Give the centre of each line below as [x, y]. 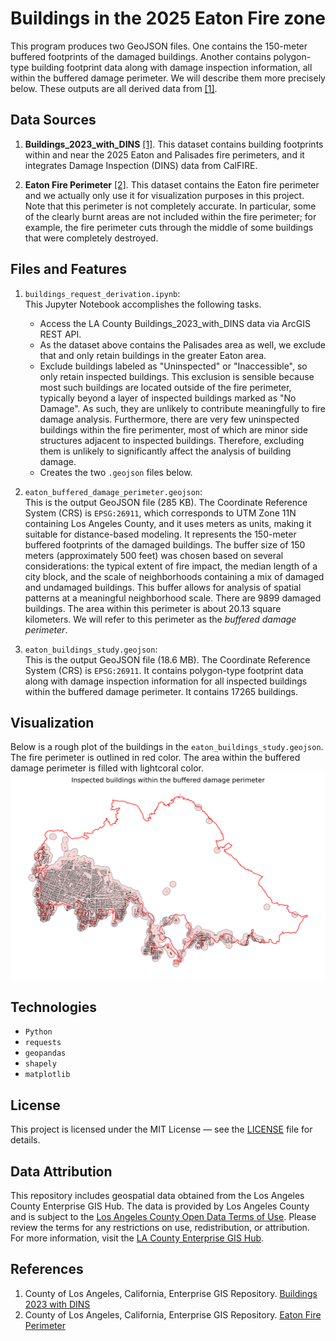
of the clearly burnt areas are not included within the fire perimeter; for [170, 216]
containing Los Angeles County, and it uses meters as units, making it [168, 523]
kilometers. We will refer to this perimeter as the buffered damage [160, 619]
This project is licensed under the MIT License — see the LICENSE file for [161, 1129]
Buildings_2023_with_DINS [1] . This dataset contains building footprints [174, 144]
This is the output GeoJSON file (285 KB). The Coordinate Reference [166, 502]
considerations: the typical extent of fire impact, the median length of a [171, 566]
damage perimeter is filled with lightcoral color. [107, 768]
